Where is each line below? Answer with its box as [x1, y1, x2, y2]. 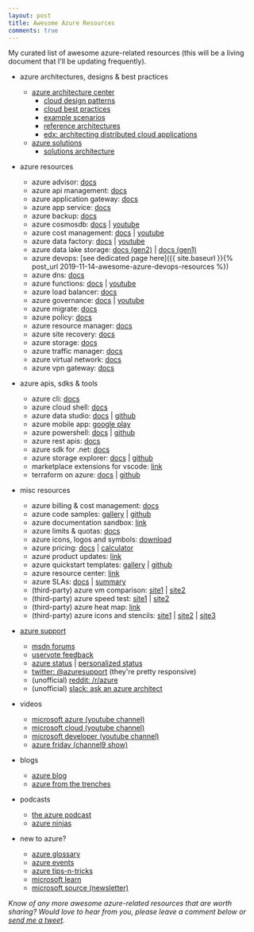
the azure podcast [31, 810, 92, 820]
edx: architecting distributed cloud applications [43, 130, 198, 139]
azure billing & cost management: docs [31, 501, 160, 511]
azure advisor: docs [31, 177, 97, 187]
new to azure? [19, 834, 67, 844]
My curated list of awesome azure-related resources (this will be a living [8, 49, 244, 58]
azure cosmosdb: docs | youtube [31, 219, 140, 229]
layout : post [8, 11, 52, 20]
